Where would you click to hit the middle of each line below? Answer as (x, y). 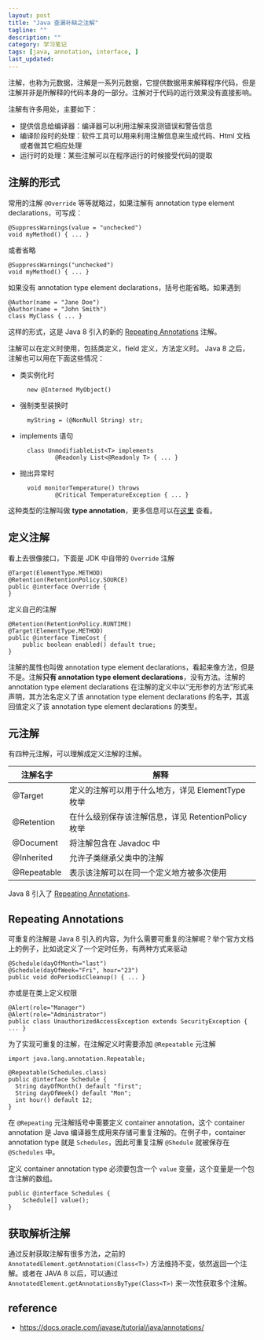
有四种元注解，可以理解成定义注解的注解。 (77, 754)
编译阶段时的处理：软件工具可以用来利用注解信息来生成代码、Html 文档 (135, 135)
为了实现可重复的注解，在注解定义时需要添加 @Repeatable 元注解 (112, 1044)
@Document (35, 843)
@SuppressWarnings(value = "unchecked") (75, 228)
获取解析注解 (39, 1234)
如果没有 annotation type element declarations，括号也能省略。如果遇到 (125, 287)
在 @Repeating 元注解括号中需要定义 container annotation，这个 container (126, 1123)
